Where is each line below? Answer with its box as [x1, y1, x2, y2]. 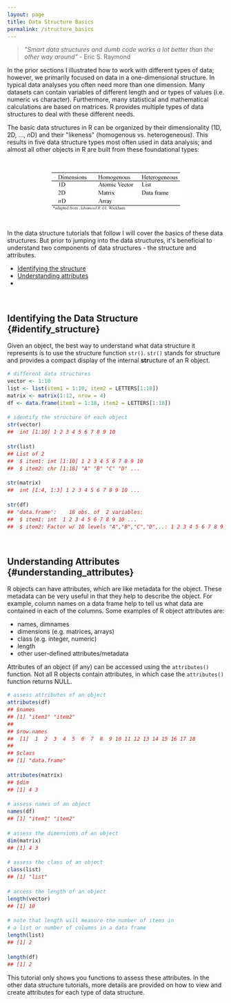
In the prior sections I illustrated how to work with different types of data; [7, 66, 214, 75]
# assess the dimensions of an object [7, 830, 119, 837]
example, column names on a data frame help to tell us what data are [7, 599, 203, 608]
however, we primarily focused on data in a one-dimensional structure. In [7, 73, 215, 82]
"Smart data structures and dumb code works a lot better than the [23, 46, 214, 54]
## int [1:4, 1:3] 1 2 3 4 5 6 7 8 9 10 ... [7, 487, 140, 494]
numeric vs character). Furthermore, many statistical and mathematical [7, 95, 209, 103]
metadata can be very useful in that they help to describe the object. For [7, 592, 212, 600]
